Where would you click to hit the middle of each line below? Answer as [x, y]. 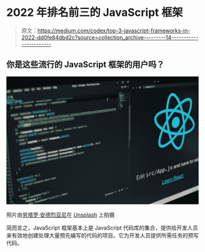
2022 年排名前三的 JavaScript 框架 [95, 13]
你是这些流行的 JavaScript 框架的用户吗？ [85, 65]
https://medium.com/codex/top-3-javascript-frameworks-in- [114, 31]
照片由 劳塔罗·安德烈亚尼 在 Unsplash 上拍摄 [60, 215]
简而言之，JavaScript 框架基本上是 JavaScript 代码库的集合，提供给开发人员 [102, 228]
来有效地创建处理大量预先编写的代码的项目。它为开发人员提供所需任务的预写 [103, 236]
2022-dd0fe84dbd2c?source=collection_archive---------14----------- [110, 37]
